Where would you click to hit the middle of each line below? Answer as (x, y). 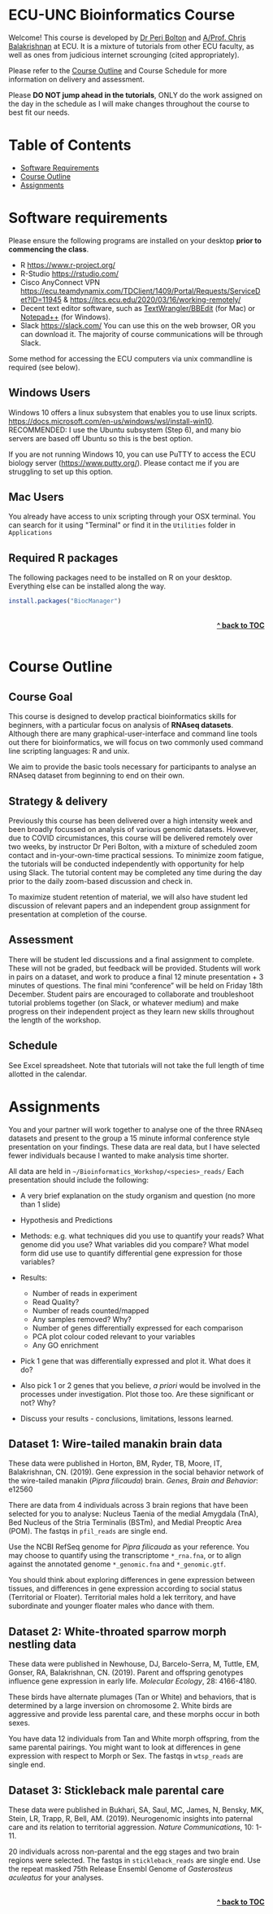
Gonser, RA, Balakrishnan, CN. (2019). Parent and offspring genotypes (126, 1673)
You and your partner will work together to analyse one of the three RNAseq (135, 1129)
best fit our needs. (39, 112)
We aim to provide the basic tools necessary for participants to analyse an (132, 767)
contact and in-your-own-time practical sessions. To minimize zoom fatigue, (136, 855)
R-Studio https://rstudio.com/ (69, 274)
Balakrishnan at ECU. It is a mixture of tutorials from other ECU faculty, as (131, 46)
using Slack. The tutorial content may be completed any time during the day (135, 872)
